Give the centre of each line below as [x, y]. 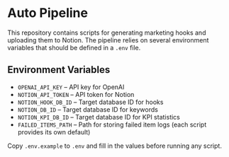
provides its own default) [54, 132]
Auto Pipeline [48, 13]
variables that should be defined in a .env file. [74, 47]
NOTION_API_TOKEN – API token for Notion [76, 94]
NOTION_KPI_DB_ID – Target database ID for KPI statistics [99, 117]
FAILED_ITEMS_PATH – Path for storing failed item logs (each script [112, 124]
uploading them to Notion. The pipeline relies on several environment [108, 40]
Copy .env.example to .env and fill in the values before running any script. [114, 146]
